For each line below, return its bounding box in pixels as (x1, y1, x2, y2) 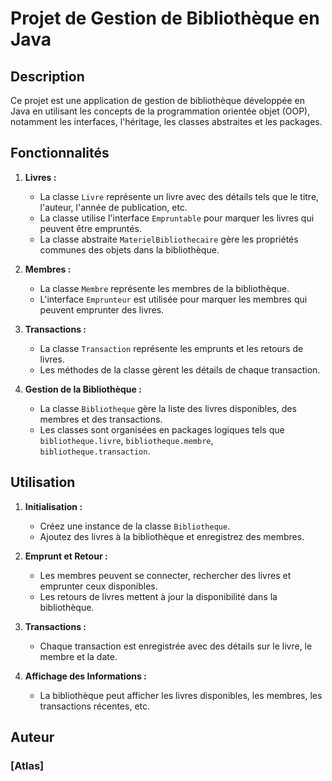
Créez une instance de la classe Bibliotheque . (39, 520, 231, 532)
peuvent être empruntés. (39, 222, 142, 234)
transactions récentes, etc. (39, 700, 151, 712)
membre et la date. (39, 650, 118, 662)
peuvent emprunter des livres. (39, 303, 165, 316)
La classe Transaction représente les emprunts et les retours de (39, 342, 304, 354)
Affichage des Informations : (24, 670, 147, 682)
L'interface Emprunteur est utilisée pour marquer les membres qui (39, 293, 308, 305)
